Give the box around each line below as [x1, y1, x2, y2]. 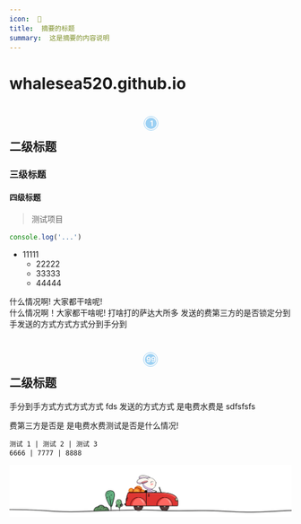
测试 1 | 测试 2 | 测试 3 [9, 440, 99, 449]
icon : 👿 [9, 14, 42, 23]
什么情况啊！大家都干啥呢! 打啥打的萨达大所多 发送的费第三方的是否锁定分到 [9, 307, 291, 318]
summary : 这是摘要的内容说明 [9, 33, 110, 42]
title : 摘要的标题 [9, 23, 75, 33]
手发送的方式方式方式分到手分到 [9, 319, 127, 329]
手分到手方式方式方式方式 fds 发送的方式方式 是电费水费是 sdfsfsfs [9, 400, 256, 412]
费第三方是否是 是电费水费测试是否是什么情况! [9, 420, 179, 431]
